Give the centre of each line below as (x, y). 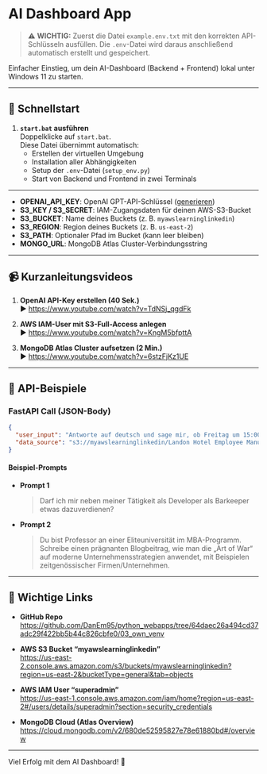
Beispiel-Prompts (38, 468)
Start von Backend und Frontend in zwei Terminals (114, 179)
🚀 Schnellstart (44, 109)
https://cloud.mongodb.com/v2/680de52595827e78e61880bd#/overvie (137, 730)
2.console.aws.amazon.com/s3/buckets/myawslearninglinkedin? (126, 666)
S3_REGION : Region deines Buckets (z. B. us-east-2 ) (106, 226)
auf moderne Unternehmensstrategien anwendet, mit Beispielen (145, 556)
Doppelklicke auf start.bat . (65, 137)
